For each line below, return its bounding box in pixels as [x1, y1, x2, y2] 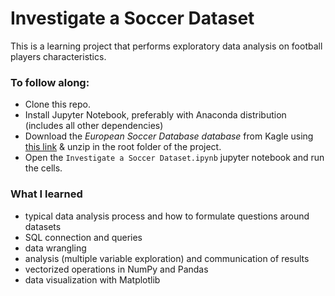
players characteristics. [10, 50, 107, 62]
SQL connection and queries [24, 231, 143, 243]
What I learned [10, 187, 83, 201]
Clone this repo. [24, 98, 91, 111]
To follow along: [10, 75, 90, 89]
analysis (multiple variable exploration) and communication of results [24, 252, 310, 264]
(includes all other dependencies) [24, 120, 164, 132]
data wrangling [24, 242, 87, 254]
